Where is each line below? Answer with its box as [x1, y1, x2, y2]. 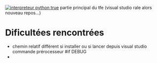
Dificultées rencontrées [5, 27, 105, 38]
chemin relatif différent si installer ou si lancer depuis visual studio [12, 43, 147, 49]
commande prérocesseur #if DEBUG [12, 48, 87, 54]
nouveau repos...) [5, 10, 41, 16]
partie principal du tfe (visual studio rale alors [60, 5, 152, 10]
